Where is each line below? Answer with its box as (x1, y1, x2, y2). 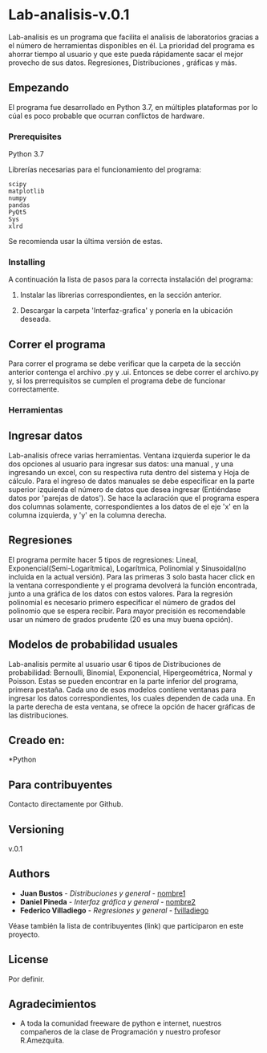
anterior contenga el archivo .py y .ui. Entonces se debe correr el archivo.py (8, 368, 259, 377)
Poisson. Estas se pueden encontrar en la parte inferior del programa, (8, 676, 239, 685)
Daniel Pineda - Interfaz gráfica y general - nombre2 (19, 896, 196, 906)
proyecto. (8, 929, 40, 939)
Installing (8, 256, 46, 267)
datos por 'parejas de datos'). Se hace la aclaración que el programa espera (8, 493, 260, 502)
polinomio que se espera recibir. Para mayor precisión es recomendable (8, 606, 246, 616)
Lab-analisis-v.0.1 (8, 6, 130, 24)
